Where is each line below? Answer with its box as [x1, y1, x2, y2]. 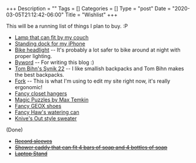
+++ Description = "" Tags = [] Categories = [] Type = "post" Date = [6, 5, 171, 12]
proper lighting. [14, 53, 52, 59]
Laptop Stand [14, 150, 48, 157]
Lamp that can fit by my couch [14, 34, 89, 40]
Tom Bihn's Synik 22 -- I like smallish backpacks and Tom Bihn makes [14, 65, 184, 72]
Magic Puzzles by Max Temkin [14, 96, 89, 103]
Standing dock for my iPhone [14, 40, 85, 47]
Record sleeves [14, 138, 52, 144]
